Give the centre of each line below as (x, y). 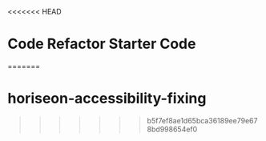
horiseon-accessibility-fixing (107, 99)
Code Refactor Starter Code (102, 44)
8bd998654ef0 (172, 129)
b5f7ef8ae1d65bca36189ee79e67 (202, 120)
